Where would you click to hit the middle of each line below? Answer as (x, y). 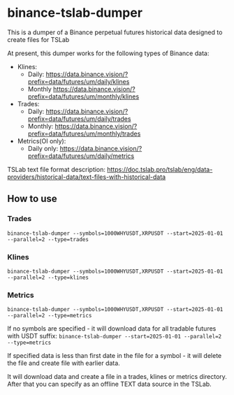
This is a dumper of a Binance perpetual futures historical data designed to (115, 32)
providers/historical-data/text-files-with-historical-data (87, 177)
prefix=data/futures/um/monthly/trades (84, 134)
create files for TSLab (38, 39)
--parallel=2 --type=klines (48, 278)
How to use (32, 199)
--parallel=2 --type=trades (48, 239)
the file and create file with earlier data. (64, 363)
